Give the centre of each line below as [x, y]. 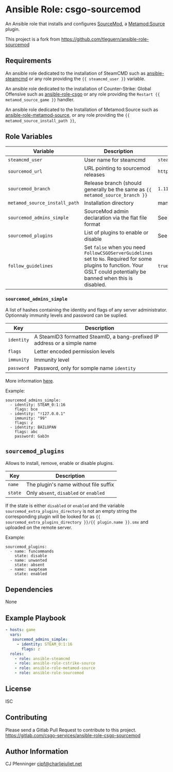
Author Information [37, 752]
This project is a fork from [33, 39]
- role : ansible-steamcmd [42, 659]
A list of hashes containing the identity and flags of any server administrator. [86, 310]
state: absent [30, 565]
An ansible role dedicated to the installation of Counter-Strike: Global [78, 88]
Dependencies [29, 590]
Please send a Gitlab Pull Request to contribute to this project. [71, 730]
